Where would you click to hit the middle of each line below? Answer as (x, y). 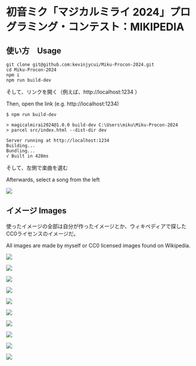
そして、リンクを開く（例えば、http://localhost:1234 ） (73, 92)
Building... (21, 146)
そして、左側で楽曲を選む (37, 168)
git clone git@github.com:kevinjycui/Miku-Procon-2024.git (80, 65)
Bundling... (21, 151)
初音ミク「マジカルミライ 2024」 (88, 12)
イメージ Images (36, 211)
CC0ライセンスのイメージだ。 (43, 233)
